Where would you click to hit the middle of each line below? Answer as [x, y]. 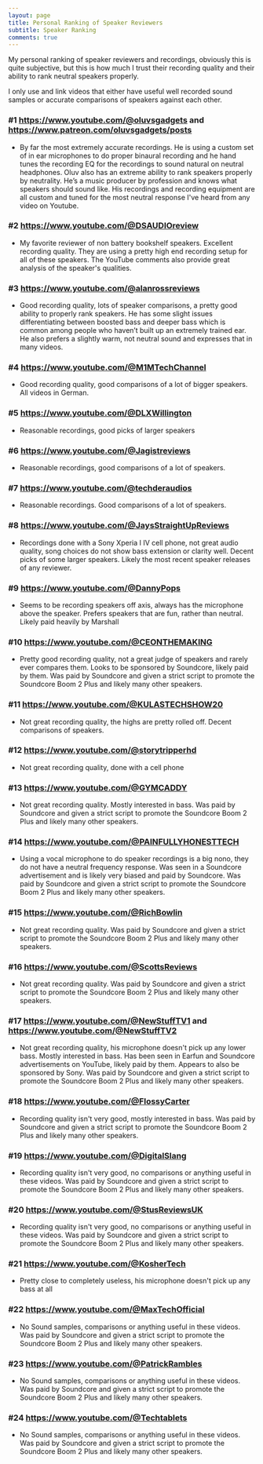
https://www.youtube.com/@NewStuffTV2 [93, 1031]
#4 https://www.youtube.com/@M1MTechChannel [107, 367]
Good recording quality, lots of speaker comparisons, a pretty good [128, 305]
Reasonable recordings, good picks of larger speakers [107, 430]
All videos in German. [54, 392]
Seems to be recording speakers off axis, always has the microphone [131, 604]
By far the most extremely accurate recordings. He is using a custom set [136, 147]
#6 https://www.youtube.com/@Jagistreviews [99, 451]
